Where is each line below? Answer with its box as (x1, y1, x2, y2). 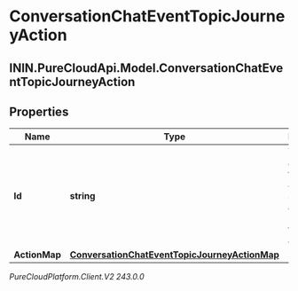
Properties (9, 104, 69, 119)
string (69, 190, 96, 202)
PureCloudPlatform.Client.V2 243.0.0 (9, 271, 145, 282)
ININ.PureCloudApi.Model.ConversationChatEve (9, 60, 284, 75)
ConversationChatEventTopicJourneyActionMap (69, 248, 279, 261)
